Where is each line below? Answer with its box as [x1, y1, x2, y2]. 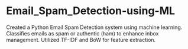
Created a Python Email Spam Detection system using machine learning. [6, 24, 183, 31]
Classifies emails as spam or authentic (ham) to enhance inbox [6, 30, 159, 37]
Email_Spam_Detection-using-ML [6, 4, 176, 18]
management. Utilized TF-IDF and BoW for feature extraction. [6, 36, 156, 43]
